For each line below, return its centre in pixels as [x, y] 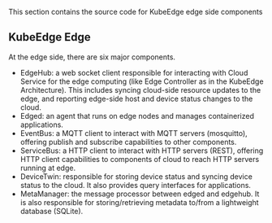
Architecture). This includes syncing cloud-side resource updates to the [140, 90]
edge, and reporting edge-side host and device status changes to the [136, 98]
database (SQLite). [52, 211]
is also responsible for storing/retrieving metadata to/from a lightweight [139, 202]
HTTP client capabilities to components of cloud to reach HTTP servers [140, 159]
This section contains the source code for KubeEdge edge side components [136, 12]
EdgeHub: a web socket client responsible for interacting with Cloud [134, 72]
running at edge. [47, 168]
